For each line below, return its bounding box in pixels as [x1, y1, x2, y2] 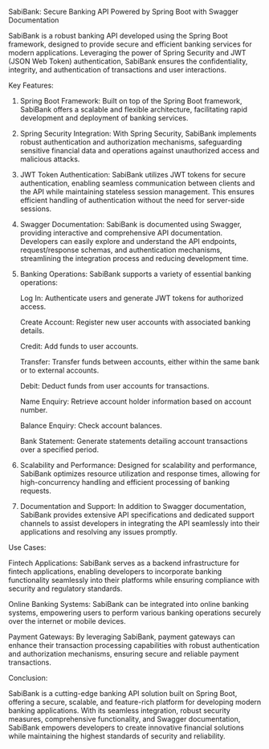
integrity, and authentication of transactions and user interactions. [8, 65, 227, 75]
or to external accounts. [19, 365, 100, 375]
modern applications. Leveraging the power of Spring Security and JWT [8, 48, 247, 57]
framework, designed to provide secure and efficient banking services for [8, 39, 252, 49]
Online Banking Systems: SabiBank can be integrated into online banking [8, 600, 249, 609]
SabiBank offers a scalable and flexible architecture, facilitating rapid [19, 104, 247, 114]
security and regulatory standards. [8, 584, 123, 593]
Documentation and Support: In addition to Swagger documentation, [19, 502, 247, 511]
